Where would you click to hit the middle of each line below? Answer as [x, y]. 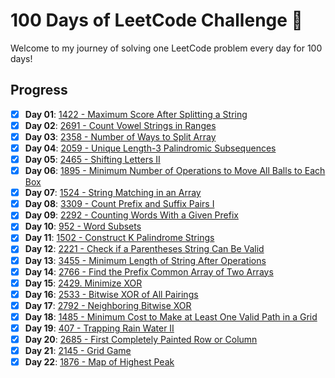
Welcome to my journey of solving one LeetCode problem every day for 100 [166, 48]
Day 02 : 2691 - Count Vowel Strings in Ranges [120, 125]
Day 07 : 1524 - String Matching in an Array [113, 193]
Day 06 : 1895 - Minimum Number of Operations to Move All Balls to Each [175, 171]
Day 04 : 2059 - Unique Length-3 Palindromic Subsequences [150, 148]
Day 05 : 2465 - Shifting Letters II [92, 159]
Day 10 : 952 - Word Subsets [83, 226]
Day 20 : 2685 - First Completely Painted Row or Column [141, 339]
